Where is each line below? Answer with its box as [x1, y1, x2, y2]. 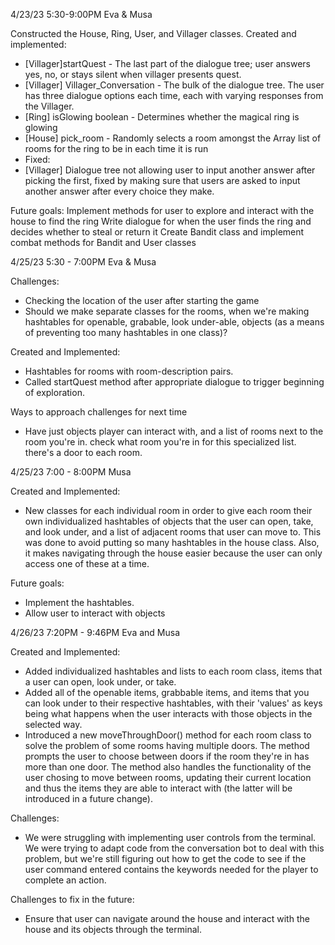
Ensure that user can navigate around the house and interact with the [24, 913, 310, 924]
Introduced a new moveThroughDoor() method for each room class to [24, 729, 312, 741]
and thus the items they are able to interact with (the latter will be [24, 782, 293, 794]
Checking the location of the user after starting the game [24, 295, 260, 306]
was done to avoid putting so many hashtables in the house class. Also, [24, 537, 320, 548]
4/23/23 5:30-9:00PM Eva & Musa [10, 9, 153, 20]
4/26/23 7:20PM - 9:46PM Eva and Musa [10, 627, 181, 638]
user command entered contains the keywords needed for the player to [24, 864, 319, 875]
